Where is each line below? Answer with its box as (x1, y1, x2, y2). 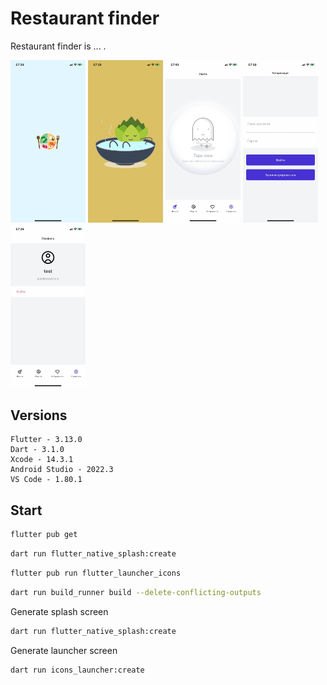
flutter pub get (10, 530, 78, 540)
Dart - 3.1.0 (10, 445, 65, 455)
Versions (10, 407, 68, 424)
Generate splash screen (10, 605, 109, 617)
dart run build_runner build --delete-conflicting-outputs (10, 587, 262, 597)
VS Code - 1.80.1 (10, 475, 83, 485)
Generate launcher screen (10, 644, 118, 656)
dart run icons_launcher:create (10, 665, 145, 675)
